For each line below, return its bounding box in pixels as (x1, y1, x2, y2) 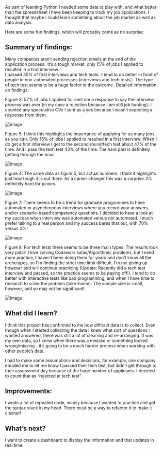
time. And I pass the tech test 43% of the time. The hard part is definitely (5, 146, 150, 152)
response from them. (5, 112, 47, 118)
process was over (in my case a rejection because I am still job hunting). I (5, 102, 152, 108)
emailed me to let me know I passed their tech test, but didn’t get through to (5, 362, 157, 368)
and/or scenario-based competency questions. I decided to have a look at (5, 210, 153, 216)
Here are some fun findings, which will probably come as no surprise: (5, 29, 144, 35)
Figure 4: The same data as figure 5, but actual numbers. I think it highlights (5, 170, 156, 176)
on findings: (5, 87, 29, 93)
